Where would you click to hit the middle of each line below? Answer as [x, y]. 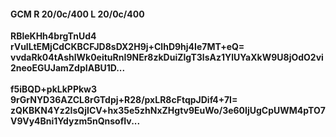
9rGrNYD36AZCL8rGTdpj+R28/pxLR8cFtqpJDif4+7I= [124, 100]
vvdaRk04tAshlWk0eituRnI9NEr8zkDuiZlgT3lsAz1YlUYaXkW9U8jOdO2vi [167, 57]
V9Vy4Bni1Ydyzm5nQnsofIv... [75, 121]
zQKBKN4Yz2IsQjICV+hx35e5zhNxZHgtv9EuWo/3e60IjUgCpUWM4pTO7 [168, 111]
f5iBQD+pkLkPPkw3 [54, 89]
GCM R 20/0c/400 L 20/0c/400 [77, 14]
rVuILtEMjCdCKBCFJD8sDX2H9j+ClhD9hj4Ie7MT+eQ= [127, 47]
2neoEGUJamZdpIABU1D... [68, 68]
